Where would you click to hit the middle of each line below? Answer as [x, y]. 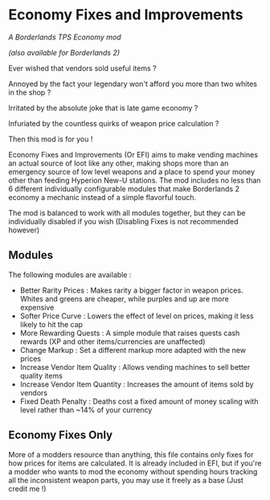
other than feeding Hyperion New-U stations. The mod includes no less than [135, 180]
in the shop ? [30, 92]
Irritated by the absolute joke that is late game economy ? [103, 108]
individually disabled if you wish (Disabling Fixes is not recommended [123, 221]
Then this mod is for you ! [51, 139]
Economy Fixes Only [61, 435]
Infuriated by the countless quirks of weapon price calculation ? [114, 123]
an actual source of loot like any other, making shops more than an [119, 163]
